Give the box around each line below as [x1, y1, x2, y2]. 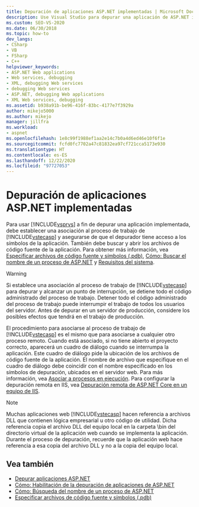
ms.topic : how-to [6, 31, 49, 37]
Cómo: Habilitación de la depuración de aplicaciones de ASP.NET [14, 481, 175, 488]
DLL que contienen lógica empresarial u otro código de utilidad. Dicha [6, 417, 176, 424]
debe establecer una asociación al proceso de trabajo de [6, 227, 145, 234]
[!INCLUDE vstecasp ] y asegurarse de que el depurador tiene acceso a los [6, 234, 187, 241]
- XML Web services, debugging [6, 97, 84, 103]
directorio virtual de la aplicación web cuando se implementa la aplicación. [6, 429, 188, 436]
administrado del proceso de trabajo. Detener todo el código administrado [6, 294, 187, 301]
